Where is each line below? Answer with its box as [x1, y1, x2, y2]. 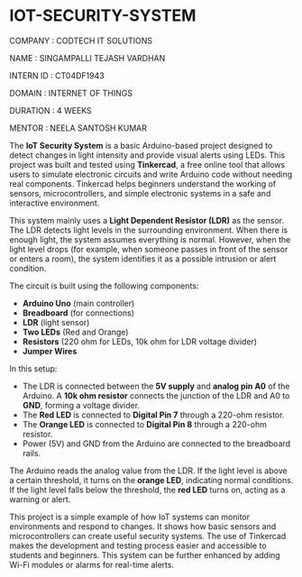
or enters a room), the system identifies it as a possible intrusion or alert [9, 253, 277, 264]
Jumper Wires [22, 345, 78, 356]
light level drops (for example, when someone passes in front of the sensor [9, 243, 288, 254]
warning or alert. [9, 493, 71, 505]
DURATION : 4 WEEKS [9, 105, 92, 115]
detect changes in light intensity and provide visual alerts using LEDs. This [9, 150, 286, 160]
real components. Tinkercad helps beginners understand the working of [9, 178, 277, 189]
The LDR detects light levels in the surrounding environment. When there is [9, 224, 288, 235]
